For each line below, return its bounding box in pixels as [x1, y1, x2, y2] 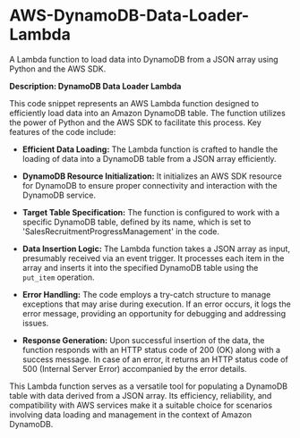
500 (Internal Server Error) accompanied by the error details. [21, 363, 247, 374]
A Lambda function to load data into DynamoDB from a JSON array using [9, 54, 279, 64]
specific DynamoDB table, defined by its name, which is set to [21, 216, 252, 227]
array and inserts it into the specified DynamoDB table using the [21, 262, 259, 273]
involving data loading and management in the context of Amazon [9, 409, 253, 420]
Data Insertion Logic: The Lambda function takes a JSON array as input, [21, 243, 291, 254]
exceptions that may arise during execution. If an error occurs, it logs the [21, 299, 291, 309]
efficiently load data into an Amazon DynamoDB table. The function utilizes [9, 107, 287, 118]
